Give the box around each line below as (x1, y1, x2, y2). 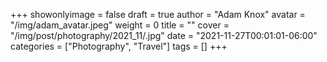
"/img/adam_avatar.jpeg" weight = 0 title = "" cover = (10, 19, 230, 31)
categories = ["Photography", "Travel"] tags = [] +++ (10, 40, 228, 52)
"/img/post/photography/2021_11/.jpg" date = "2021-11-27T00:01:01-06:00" (10, 30, 318, 41)
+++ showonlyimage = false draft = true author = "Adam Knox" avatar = (10, 9, 306, 20)
